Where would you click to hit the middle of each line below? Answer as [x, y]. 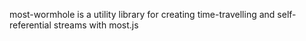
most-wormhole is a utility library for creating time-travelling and [142, 14]
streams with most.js [96, 25]
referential [30, 25]
